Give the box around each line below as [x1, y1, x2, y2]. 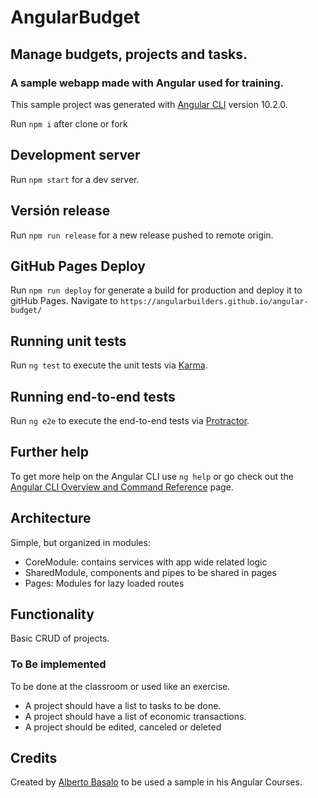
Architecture [10, 510, 92, 527]
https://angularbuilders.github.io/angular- [119, 297, 309, 307]
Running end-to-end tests [10, 388, 176, 405]
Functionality [10, 606, 95, 623]
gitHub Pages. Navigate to [10, 295, 118, 307]
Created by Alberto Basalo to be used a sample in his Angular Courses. [10, 776, 303, 788]
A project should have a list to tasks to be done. [24, 699, 222, 711]
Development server [10, 147, 141, 164]
